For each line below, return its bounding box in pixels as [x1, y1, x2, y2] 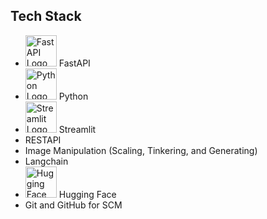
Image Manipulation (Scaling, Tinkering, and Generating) [24, 144, 258, 156]
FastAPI [58, 57, 91, 69]
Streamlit [58, 123, 97, 135]
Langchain [24, 155, 69, 167]
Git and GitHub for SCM [24, 199, 123, 211]
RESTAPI [24, 134, 62, 146]
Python [58, 90, 89, 102]
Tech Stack [10, 8, 82, 25]
